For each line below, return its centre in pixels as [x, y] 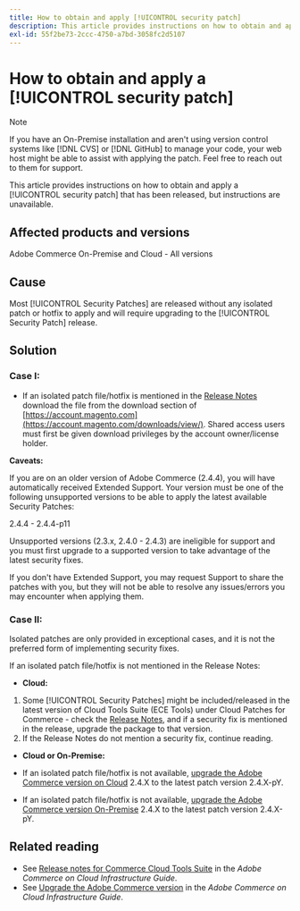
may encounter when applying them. [77, 596]
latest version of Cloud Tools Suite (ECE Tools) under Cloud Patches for [154, 709]
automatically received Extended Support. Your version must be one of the [146, 487]
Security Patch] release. [54, 322]
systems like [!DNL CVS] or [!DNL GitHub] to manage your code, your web [146, 149]
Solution [33, 351]
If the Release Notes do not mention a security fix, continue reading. [148, 738]
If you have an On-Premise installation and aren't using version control [139, 139]
